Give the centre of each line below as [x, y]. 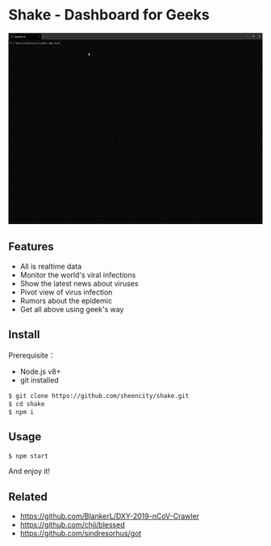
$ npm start [28, 456]
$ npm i [21, 412]
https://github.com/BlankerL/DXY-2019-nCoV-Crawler [110, 516]
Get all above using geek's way [72, 309]
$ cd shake [27, 404]
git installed [39, 380]
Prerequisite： [32, 355]
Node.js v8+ [41, 371]
